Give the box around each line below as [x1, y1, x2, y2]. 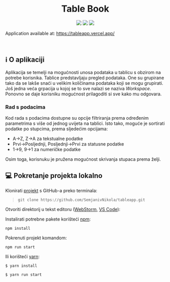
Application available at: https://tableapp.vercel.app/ [5, 30, 115, 36]
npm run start [5, 244, 36, 250]
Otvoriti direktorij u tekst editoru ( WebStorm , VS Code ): [5, 206, 121, 212]
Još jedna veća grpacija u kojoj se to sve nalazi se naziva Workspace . [5, 85, 151, 91]
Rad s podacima [5, 103, 46, 111]
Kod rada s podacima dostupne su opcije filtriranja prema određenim [5, 115, 149, 121]
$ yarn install [5, 263, 38, 268]
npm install [5, 226, 30, 231]
